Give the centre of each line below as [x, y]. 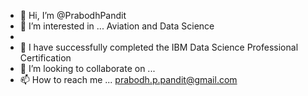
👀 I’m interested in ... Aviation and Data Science [117, 26]
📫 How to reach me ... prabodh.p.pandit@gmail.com [128, 79]
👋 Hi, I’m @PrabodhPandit [73, 15]
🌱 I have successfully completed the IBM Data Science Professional [159, 47]
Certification [45, 58]
